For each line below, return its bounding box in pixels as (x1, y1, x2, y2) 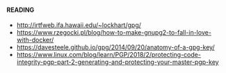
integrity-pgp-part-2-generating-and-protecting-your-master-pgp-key (16, 58, 220, 66)
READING (6, 6, 35, 14)
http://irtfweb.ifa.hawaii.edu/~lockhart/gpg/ (16, 21, 142, 29)
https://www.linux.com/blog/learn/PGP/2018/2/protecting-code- (16, 51, 201, 59)
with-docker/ (16, 35, 54, 44)
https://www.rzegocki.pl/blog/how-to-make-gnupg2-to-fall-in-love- (16, 29, 211, 37)
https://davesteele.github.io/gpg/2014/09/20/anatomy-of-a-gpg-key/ (16, 43, 215, 51)
